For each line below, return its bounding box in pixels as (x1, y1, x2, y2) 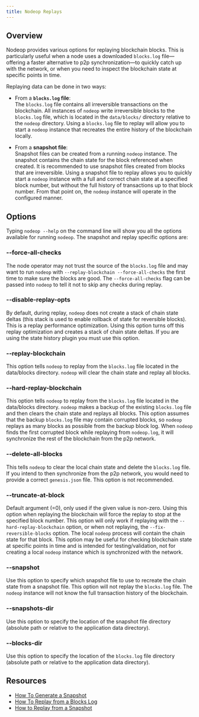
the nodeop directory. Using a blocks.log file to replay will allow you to (14, 120, 185, 127)
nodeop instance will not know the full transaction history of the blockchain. (6, 589, 188, 597)
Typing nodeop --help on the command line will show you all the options (6, 227, 182, 234)
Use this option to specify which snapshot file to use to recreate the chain (6, 577, 187, 584)
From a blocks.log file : (14, 94, 71, 101)
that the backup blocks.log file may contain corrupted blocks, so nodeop (6, 416, 182, 423)
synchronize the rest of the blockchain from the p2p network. (6, 435, 156, 442)
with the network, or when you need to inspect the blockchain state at (6, 65, 176, 72)
